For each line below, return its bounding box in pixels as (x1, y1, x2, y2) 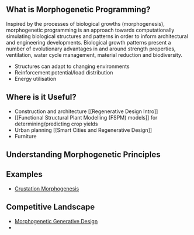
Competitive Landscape (6, 202, 95, 212)
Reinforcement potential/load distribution (14, 69, 113, 76)
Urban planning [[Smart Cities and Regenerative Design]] (14, 126, 153, 134)
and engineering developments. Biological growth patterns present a (6, 39, 171, 46)
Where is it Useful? (6, 92, 77, 102)
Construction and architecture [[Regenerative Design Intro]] (14, 108, 158, 115)
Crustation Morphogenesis (14, 185, 79, 192)
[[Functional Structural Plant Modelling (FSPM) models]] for (14, 114, 158, 121)
